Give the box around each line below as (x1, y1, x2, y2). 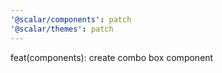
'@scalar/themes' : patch (10, 24, 114, 34)
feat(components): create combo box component (10, 51, 214, 63)
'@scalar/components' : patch (10, 14, 132, 25)
